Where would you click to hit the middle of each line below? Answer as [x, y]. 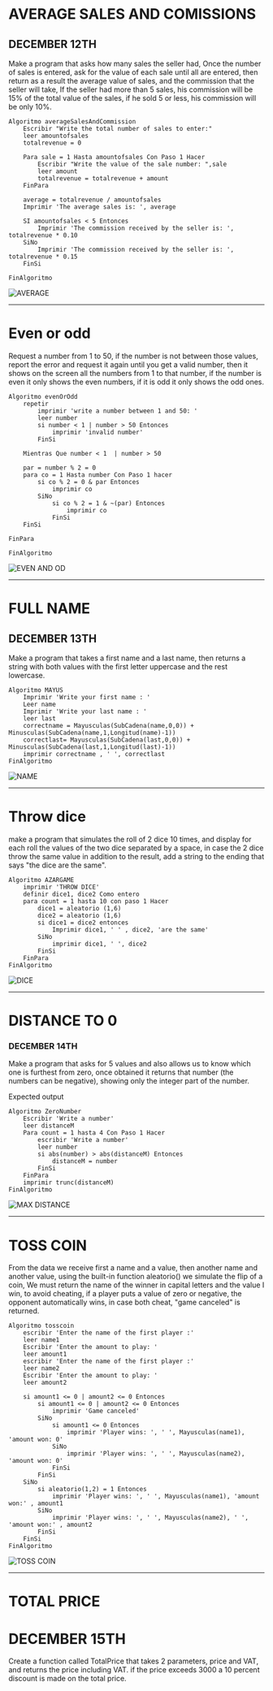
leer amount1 [45, 1354]
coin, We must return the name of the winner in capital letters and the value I [136, 1285]
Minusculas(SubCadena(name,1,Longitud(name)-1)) [92, 733]
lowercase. [27, 675]
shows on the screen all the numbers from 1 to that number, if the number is [135, 373]
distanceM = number [84, 1161]
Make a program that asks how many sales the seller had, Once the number [135, 63]
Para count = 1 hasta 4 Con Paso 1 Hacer [94, 1133]
